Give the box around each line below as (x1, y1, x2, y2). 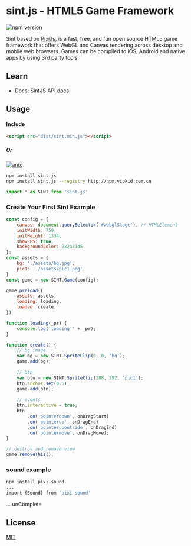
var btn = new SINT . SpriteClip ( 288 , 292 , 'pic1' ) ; (17, 374, 144, 381)
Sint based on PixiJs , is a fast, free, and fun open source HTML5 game (6, 35, 178, 42)
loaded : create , (17, 304, 57, 310)
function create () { (6, 342, 57, 348)
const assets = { (6, 255, 49, 261)
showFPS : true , (17, 238, 54, 244)
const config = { (6, 217, 49, 222)
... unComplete (6, 501, 42, 508)
